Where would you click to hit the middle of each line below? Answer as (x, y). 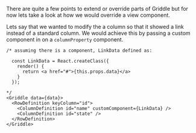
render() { (31, 66)
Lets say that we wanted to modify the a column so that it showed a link (95, 27)
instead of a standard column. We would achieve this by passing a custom (99, 33)
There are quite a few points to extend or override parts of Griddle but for (97, 9)
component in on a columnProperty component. (65, 39)
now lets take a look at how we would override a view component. (88, 15)
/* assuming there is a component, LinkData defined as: (79, 51)
